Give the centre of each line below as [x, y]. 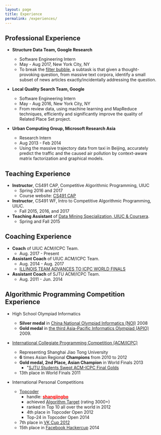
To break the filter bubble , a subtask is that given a [70, 70]
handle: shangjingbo [48, 396]
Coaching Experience [38, 237]
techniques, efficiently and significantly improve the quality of [81, 114]
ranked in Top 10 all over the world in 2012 [69, 407]
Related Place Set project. [45, 119]
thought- [130, 70]
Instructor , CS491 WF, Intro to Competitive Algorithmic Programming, [81, 201]
